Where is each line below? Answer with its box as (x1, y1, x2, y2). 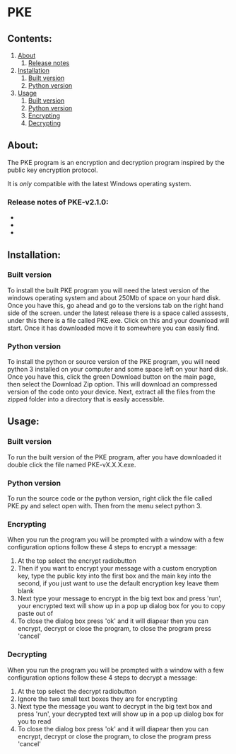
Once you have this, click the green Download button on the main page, (7, 372, 216, 381)
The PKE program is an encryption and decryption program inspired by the (7, 158, 225, 166)
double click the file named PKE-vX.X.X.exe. (7, 460, 136, 469)
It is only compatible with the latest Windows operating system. (7, 179, 192, 188)
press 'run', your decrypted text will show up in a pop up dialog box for (17, 709, 224, 718)
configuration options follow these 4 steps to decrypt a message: (7, 673, 198, 682)
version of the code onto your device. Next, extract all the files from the (7, 387, 216, 396)
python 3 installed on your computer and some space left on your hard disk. (7, 365, 228, 374)
